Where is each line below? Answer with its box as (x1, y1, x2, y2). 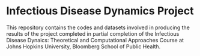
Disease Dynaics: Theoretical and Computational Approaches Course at (6, 36, 184, 43)
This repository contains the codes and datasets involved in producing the (6, 24, 190, 31)
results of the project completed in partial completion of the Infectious (6, 30, 180, 37)
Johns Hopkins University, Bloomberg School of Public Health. (6, 43, 161, 50)
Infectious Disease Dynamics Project (6, 4, 194, 18)
